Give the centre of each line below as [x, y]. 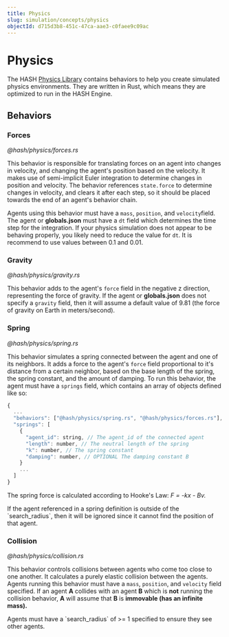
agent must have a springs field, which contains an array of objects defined [114, 385]
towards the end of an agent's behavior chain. [72, 200]
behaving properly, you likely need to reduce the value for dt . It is [100, 235]
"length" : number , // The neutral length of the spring [107, 444]
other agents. [26, 627]
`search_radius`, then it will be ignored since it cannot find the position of [110, 515]
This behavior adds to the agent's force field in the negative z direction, [109, 289]
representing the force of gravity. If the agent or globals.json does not [107, 295]
